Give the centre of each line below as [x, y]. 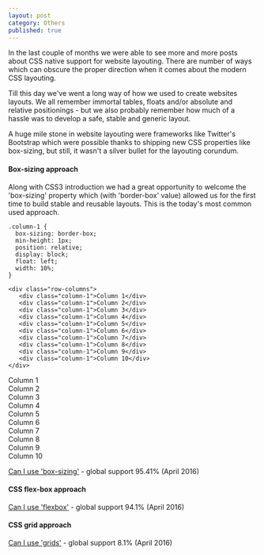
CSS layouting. [32, 78]
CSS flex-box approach [47, 489]
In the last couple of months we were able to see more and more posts [123, 53]
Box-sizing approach [43, 169]
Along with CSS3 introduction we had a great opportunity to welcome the [127, 186]
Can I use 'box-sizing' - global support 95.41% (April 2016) [104, 471]
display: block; [42, 255]
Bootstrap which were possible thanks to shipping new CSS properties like [129, 143]
